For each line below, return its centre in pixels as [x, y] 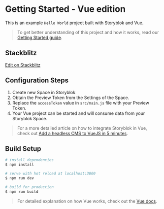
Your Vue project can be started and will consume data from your [79, 113]
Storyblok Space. [30, 118]
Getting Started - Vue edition [65, 9]
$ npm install [20, 165]
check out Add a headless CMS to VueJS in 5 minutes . [72, 133]
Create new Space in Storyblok [44, 92]
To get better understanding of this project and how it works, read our [88, 32]
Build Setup [23, 149]
